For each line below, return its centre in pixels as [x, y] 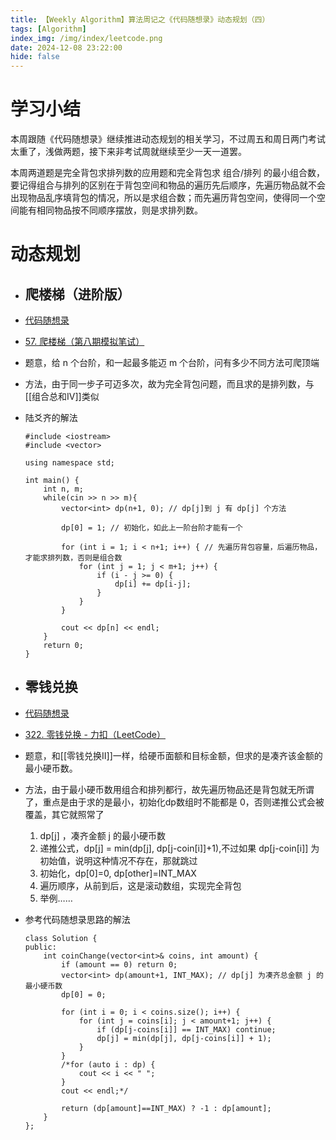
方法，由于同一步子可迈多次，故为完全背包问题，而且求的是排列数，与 [169, 384]
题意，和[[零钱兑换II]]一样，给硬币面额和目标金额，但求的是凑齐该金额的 [173, 755]
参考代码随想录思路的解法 [77, 919]
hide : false [35, 57]
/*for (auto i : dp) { [108, 1064]
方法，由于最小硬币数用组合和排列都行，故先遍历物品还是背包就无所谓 [169, 789]
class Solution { [61, 938]
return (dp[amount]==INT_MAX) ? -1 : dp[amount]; [166, 1108]
